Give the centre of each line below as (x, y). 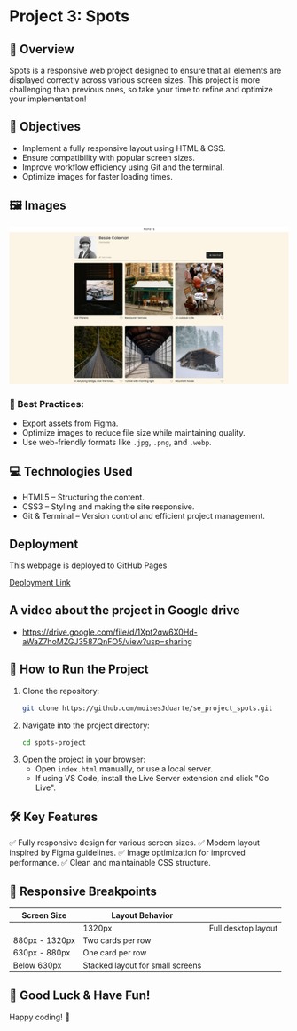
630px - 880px (42, 953)
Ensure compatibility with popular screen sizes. (108, 157)
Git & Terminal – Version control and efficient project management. (144, 516)
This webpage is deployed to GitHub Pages (88, 565)
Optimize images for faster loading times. (97, 176)
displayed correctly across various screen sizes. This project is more (135, 80)
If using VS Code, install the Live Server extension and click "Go (152, 779)
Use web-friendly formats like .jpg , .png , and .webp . (117, 443)
